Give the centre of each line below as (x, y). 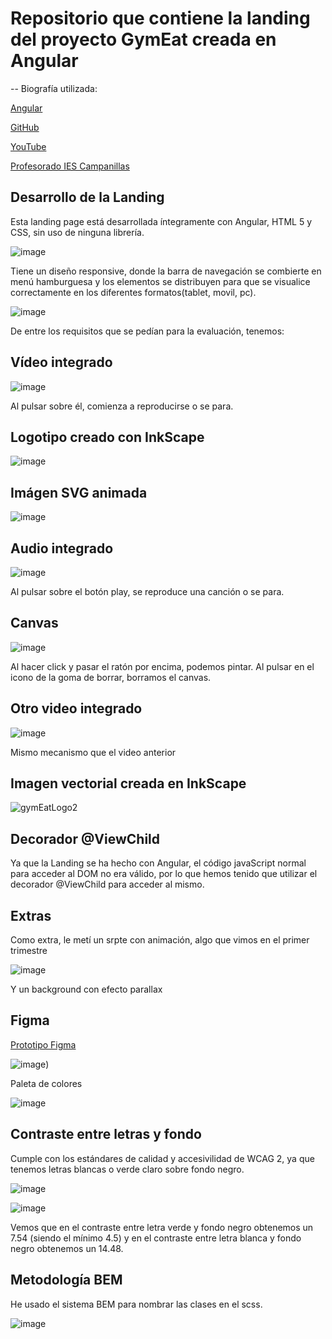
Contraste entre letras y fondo (106, 1134)
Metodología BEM (66, 1280)
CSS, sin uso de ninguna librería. (77, 232)
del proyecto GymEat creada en (143, 39)
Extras (31, 915)
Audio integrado (62, 548)
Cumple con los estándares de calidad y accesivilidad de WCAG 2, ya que (162, 1158)
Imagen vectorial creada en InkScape (128, 783)
